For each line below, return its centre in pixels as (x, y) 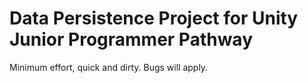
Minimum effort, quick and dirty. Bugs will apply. (109, 67)
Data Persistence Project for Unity (154, 18)
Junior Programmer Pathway (131, 39)
